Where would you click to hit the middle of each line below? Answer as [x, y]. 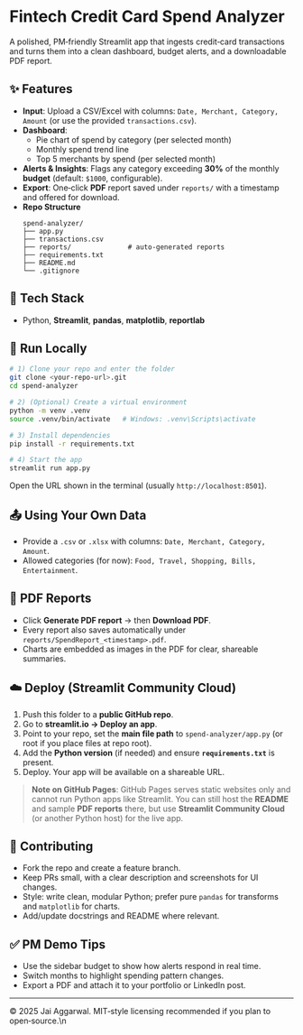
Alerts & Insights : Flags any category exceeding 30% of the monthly [151, 168]
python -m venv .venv [50, 411]
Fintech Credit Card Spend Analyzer [147, 17]
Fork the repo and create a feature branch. [101, 868]
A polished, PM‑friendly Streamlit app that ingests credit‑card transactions [147, 42]
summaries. [44, 658]
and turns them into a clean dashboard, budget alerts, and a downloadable [148, 51]
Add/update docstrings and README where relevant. [121, 916]
